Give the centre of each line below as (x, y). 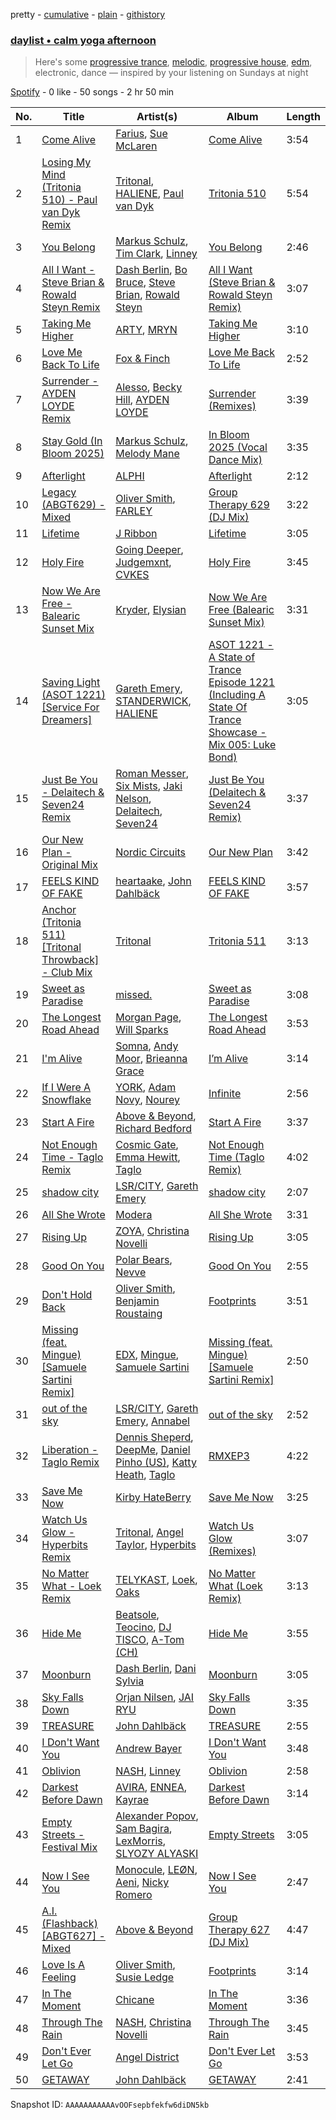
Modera (134, 1215)
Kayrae (132, 1800)
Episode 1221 (242, 682)
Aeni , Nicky (142, 1882)
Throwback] (70, 960)
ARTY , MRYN (146, 330)
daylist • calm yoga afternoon (83, 40)
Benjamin (137, 1301)
